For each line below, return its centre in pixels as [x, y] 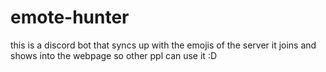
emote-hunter [70, 17]
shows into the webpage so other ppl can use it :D [114, 55]
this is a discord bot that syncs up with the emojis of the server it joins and [163, 45]
